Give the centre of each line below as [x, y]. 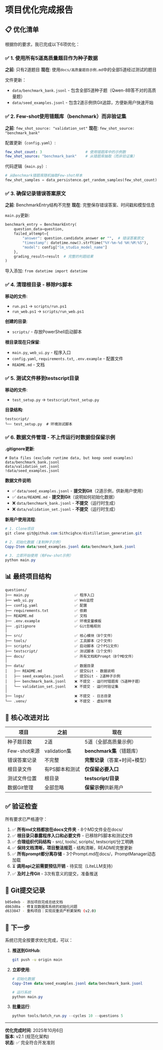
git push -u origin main [37, 960]
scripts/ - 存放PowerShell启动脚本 [47, 332]
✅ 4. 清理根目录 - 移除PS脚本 [39, 285]
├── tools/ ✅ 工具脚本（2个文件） [60, 641]
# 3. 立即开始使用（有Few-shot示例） [39, 555]
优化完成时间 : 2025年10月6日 [34, 1030]
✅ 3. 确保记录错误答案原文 [36, 194]
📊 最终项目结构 [28, 576]
